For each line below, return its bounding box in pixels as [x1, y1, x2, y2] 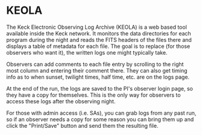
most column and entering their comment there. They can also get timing [6, 67, 188, 74]
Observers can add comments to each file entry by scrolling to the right [6, 61, 184, 68]
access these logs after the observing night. [6, 97, 116, 105]
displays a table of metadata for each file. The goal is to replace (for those [6, 43, 191, 50]
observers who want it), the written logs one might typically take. [6, 49, 168, 56]
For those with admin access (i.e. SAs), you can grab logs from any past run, [6, 109, 197, 116]
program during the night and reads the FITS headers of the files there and [6, 36, 192, 43]
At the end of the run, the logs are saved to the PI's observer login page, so [6, 85, 194, 92]
